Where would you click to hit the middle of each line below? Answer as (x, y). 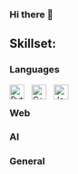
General (27, 161)
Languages (35, 70)
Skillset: (33, 44)
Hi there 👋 (32, 14)
